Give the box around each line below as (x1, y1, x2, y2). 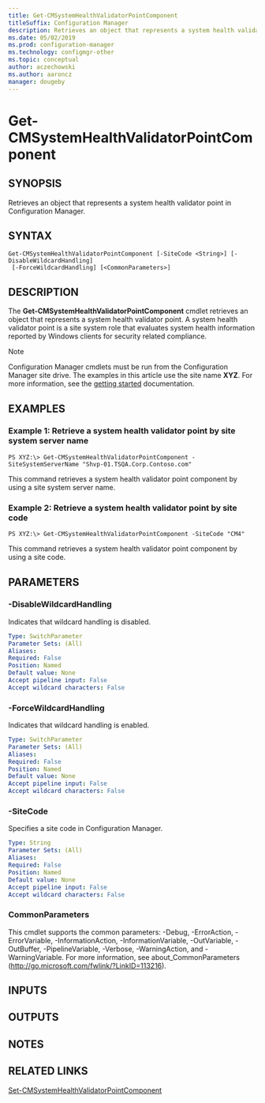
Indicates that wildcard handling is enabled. (8, 720, 150, 730)
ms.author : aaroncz (8, 70, 73, 78)
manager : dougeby (8, 77, 65, 85)
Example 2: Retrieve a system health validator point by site (8, 502, 238, 513)
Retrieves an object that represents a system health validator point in (8, 198, 232, 207)
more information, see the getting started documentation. (8, 379, 195, 388)
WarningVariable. (8, 952, 65, 961)
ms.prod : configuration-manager (8, 41, 114, 49)
